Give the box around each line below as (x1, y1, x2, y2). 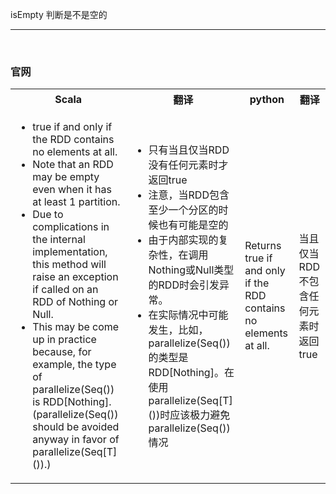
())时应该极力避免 (148, 408, 231, 422)
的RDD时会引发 (148, 278, 220, 292)
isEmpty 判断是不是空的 (10, 9, 108, 20)
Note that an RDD (32, 158, 114, 172)
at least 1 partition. (32, 195, 121, 209)
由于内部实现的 (148, 233, 219, 247)
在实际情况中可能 (148, 308, 229, 322)
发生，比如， (148, 323, 209, 337)
